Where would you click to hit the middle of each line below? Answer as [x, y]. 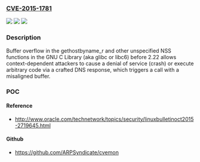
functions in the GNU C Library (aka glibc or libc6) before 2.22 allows [91, 57]
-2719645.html [33, 125]
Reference [19, 106]
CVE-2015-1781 [29, 8]
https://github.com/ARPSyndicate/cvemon [67, 152]
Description [24, 38]
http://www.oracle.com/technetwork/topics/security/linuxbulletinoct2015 [104, 119]
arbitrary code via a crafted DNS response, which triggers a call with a [93, 69]
